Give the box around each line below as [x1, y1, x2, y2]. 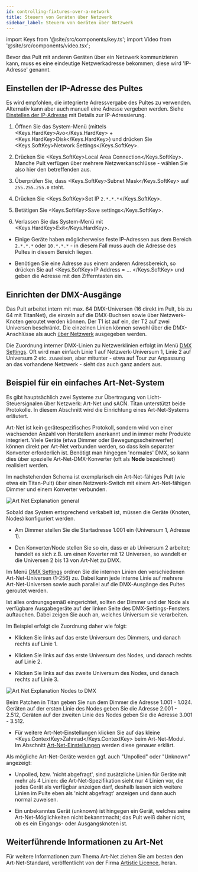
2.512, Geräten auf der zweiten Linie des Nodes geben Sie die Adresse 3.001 [6, 711, 193, 718]
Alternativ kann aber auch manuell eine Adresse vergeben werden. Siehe [6, 105, 184, 112]
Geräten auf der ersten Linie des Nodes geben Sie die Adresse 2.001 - [6, 705, 177, 712]
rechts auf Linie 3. [14, 676, 59, 683]
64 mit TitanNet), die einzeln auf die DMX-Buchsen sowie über [6, 312, 159, 318]
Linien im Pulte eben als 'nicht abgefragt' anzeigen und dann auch [14, 789, 176, 796]
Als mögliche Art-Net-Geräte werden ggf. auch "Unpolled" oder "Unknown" [6, 752, 190, 760]
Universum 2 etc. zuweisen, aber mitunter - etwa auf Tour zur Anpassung [6, 354, 186, 361]
